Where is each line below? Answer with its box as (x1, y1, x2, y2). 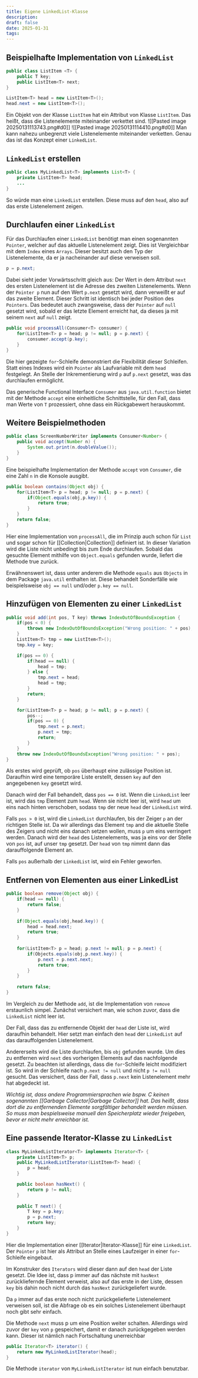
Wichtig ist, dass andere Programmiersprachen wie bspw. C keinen (6, 1091, 170, 1098)
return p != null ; (27, 1187, 72, 1193)
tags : (6, 31, 19, 37)
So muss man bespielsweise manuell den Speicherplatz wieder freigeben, (6, 1109, 186, 1117)
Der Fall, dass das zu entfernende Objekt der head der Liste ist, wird (6, 1024, 170, 1031)
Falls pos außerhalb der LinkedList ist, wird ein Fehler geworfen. (6, 858, 162, 865)
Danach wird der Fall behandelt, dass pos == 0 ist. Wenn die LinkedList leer (6, 791, 190, 798)
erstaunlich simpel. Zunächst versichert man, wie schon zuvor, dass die (6, 1006, 180, 1013)
